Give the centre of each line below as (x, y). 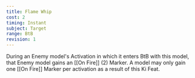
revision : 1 (21, 39)
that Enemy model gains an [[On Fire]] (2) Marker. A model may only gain (96, 63)
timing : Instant (26, 23)
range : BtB (20, 34)
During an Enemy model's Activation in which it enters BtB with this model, (98, 56)
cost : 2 (16, 17)
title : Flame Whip (29, 12)
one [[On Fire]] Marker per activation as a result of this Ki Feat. (83, 69)
